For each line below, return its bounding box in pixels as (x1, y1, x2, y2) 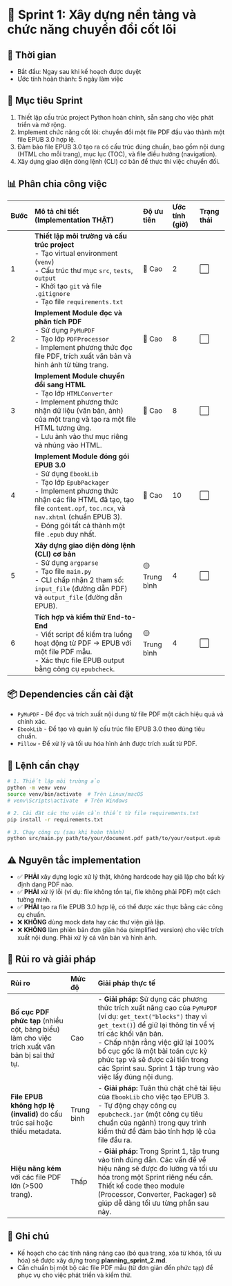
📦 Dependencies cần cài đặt (7, 689, 134, 700)
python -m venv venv (7, 785, 67, 792)
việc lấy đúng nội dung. (97, 1072, 174, 1081)
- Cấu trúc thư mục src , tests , (34, 265, 133, 275)
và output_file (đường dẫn (34, 592, 123, 602)
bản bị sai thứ (10, 1050, 55, 1060)
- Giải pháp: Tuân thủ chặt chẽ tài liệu (97, 1083, 222, 1092)
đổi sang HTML (34, 380, 86, 389)
